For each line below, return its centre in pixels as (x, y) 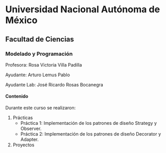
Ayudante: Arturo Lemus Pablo (38, 75)
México (21, 20)
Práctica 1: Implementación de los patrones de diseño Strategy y (89, 123)
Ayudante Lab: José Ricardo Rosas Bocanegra (54, 84)
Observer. (31, 128)
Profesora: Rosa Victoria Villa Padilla (44, 64)
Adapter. (30, 140)
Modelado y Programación (39, 54)
